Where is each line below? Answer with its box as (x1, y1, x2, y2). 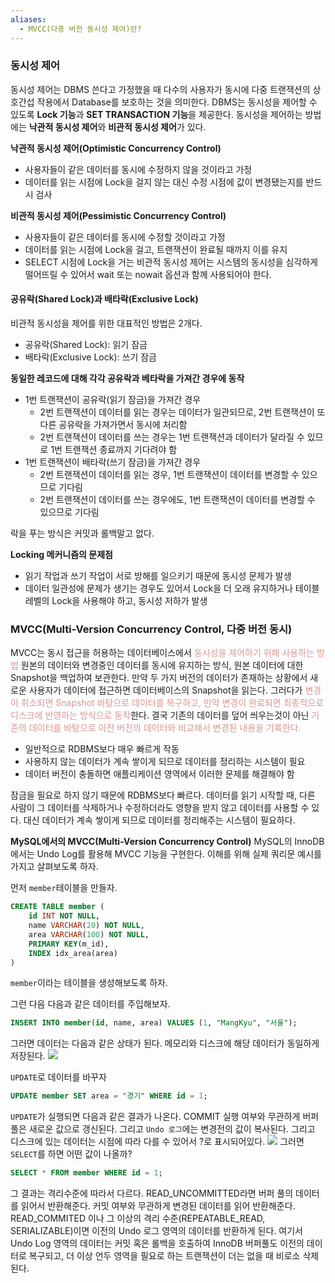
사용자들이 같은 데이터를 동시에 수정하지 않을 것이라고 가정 (24, 163, 253, 175)
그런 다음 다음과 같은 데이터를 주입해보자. (10, 998, 171, 1010)
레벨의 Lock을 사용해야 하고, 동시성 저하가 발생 (24, 595, 208, 606)
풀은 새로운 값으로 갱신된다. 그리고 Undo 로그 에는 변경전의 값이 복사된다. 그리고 (10, 1123, 316, 1135)
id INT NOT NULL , (28, 911, 101, 921)
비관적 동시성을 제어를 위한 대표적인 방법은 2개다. (10, 317, 203, 329)
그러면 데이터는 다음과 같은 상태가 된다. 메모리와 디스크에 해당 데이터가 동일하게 (10, 1037, 320, 1050)
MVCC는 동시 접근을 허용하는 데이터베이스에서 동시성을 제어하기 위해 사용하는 (10, 647, 315, 659)
